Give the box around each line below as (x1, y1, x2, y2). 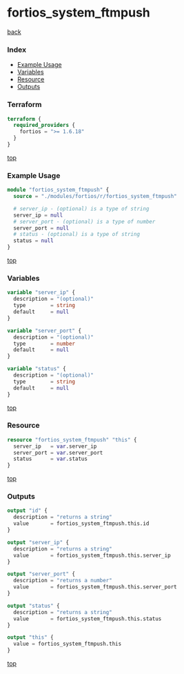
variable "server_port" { (7, 327, 81, 334)
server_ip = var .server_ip (13, 443, 97, 450)
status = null (13, 237, 54, 244)
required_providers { (13, 122, 76, 129)
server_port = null (13, 224, 70, 232)
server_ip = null (13, 212, 63, 219)
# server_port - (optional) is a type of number (13, 218, 156, 225)
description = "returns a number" (13, 577, 112, 584)
